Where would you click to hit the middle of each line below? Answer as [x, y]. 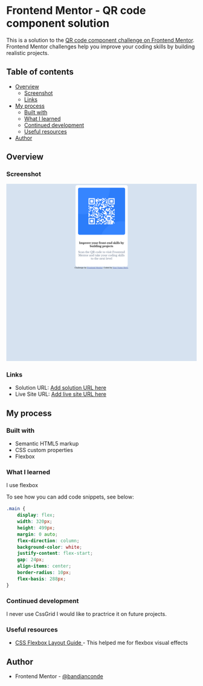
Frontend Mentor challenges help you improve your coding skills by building [101, 47]
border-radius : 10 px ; [44, 573]
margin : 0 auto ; [38, 534]
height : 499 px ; [36, 528]
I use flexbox [22, 485]
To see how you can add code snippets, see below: [70, 497]
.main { [16, 509]
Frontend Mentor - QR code [76, 11]
